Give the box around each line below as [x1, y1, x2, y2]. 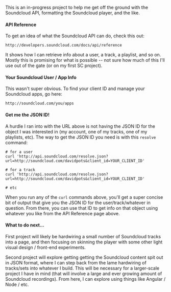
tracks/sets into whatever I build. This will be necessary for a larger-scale [5, 265, 160, 271]
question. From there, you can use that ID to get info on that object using [5, 205, 158, 211]
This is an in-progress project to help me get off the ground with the [5, 5, 149, 10]
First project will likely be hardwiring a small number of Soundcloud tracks [5, 233, 161, 239]
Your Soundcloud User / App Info [5, 74, 77, 80]
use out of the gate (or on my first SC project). [5, 62, 103, 69]
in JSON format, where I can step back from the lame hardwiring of [5, 259, 146, 265]
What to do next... [5, 222, 44, 228]
